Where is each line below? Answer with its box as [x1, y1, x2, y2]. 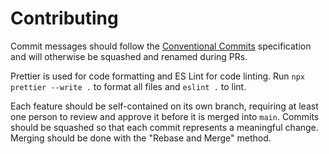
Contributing [10, 7, 119, 30]
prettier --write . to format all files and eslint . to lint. [10, 80, 247, 92]
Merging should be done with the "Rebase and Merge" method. [10, 132, 272, 144]
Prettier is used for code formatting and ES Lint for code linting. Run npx [10, 70, 306, 82]
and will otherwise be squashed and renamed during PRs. [10, 50, 248, 62]
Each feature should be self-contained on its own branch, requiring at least [10, 100, 319, 112]
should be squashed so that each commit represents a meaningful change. [10, 121, 319, 133]
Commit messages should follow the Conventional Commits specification [10, 40, 312, 52]
